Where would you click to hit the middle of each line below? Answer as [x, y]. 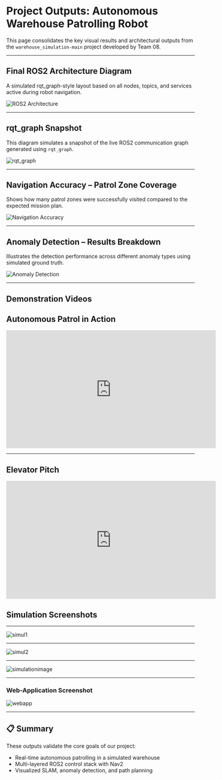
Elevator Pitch [33, 470]
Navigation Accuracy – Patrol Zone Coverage [92, 185]
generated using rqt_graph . [40, 149]
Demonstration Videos [49, 299]
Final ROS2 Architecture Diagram [69, 71]
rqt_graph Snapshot [44, 128]
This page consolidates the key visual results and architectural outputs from [100, 40]
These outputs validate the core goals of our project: [71, 746]
